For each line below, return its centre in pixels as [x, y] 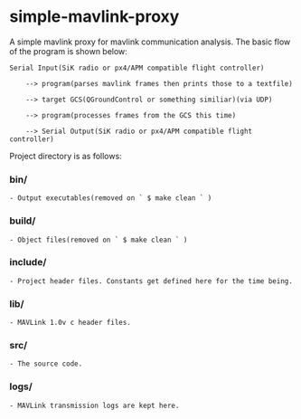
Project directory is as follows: [66, 156]
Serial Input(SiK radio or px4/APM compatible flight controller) [137, 68]
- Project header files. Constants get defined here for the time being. [151, 281]
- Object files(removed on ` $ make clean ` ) [99, 240]
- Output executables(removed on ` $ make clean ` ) [111, 198]
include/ [28, 262]
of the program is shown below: [69, 51]
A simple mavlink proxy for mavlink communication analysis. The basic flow [150, 42]
